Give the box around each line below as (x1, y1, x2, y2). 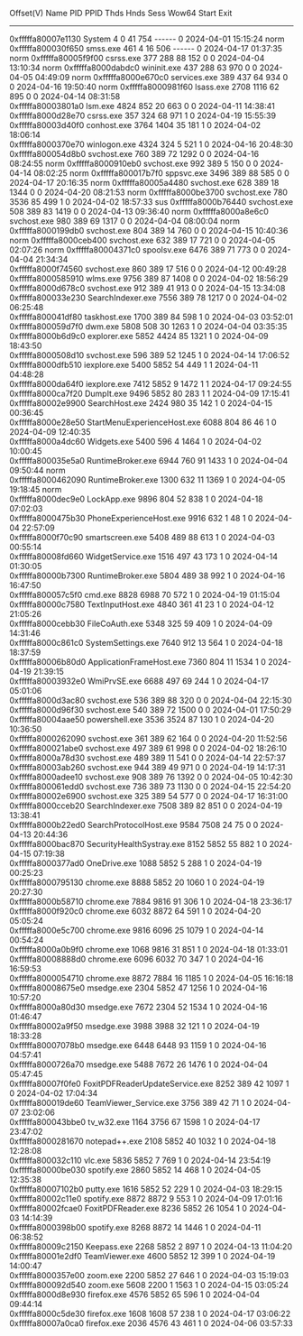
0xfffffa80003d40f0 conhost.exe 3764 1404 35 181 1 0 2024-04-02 (9, 120, 262, 130)
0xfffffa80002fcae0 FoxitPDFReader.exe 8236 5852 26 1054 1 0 (9, 1203, 248, 1213)
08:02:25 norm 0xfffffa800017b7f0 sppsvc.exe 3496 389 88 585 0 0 (32, 168, 290, 179)
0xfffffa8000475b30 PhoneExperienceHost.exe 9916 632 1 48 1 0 (9, 513, 253, 523)
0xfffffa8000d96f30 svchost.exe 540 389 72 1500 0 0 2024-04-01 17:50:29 (9, 705, 291, 715)
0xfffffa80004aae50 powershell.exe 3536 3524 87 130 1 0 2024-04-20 (9, 714, 275, 724)
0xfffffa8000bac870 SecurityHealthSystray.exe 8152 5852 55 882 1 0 (9, 839, 268, 849)
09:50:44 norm (9, 465, 66, 475)
